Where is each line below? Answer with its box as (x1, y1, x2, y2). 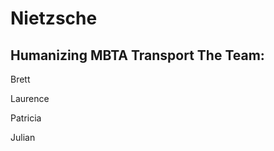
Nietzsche (10, 7, 98, 30)
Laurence (10, 93, 50, 104)
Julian (10, 132, 36, 143)
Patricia (10, 112, 42, 124)
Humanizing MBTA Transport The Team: (10, 47, 265, 64)
